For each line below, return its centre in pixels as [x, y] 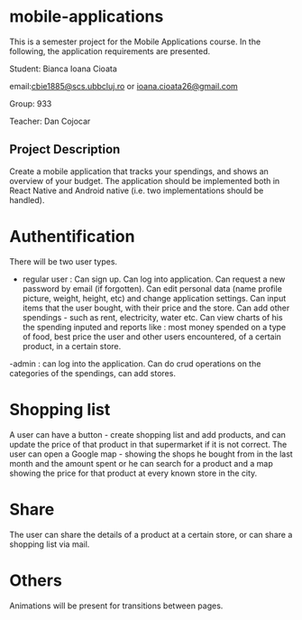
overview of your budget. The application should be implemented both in [145, 180]
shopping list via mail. [50, 544]
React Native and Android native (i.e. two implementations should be [137, 190]
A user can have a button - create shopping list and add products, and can [148, 434]
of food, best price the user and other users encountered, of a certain [152, 337]
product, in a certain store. [72, 346]
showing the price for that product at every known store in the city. [133, 473]
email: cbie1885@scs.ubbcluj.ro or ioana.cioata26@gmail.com [124, 86]
